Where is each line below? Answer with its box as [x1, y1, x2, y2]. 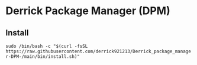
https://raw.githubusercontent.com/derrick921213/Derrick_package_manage [5, 48, 192, 54]
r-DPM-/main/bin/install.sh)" [5, 54, 80, 60]
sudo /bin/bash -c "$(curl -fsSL [5, 43, 88, 49]
